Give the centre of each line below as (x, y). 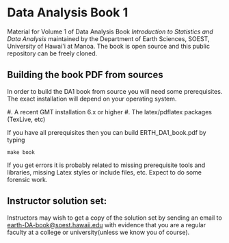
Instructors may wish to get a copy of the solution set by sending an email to (114, 218)
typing (16, 140)
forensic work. (27, 179)
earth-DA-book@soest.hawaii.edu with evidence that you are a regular (107, 225)
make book (21, 152)
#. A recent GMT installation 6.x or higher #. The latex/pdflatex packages (109, 112)
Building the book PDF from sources (85, 75)
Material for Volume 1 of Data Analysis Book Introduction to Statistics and (110, 31)
